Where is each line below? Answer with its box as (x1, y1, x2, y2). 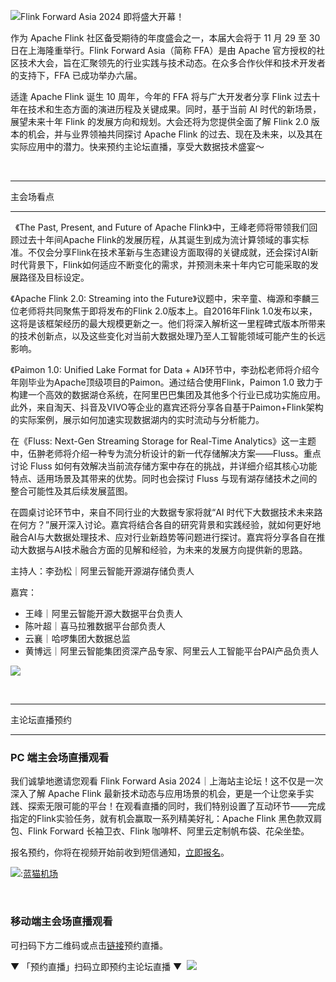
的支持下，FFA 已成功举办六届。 (10, 70, 143, 81)
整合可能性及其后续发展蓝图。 (10, 485, 133, 497)
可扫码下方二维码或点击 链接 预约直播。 (10, 939, 168, 951)
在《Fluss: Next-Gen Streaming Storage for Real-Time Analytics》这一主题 (10, 435, 317, 447)
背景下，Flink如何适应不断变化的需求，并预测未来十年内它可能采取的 (27, 259, 310, 270)
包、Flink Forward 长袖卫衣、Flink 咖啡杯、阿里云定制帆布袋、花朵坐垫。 (10, 825, 310, 837)
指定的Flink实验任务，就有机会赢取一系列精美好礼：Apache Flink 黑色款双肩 (10, 813, 323, 825)
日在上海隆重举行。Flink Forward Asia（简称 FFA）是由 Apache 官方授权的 (10, 45, 317, 56)
